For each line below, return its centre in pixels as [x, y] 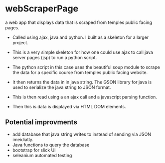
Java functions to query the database [51, 145]
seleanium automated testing [42, 155]
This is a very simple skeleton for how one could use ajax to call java [83, 52]
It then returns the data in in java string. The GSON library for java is [82, 82]
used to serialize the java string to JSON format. [62, 87]
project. [20, 42]
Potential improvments [41, 122]
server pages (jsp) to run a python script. [55, 57]
